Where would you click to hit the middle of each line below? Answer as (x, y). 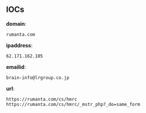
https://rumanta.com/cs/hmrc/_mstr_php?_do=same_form (73, 104)
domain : (16, 23)
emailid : (16, 67)
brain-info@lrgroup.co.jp (38, 78)
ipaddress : (19, 45)
